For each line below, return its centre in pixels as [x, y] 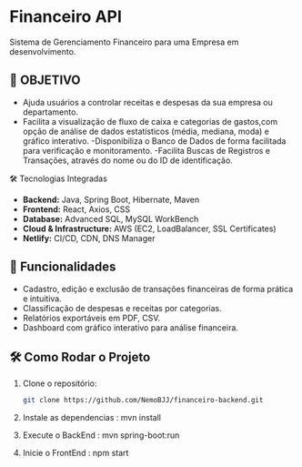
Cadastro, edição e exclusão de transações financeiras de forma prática [158, 289]
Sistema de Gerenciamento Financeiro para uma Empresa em [124, 42]
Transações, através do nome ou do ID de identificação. [128, 160]
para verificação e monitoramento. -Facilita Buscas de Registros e [146, 150]
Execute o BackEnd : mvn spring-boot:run [101, 435]
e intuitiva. [42, 299]
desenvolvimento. [43, 51]
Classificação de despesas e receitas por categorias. [122, 308]
